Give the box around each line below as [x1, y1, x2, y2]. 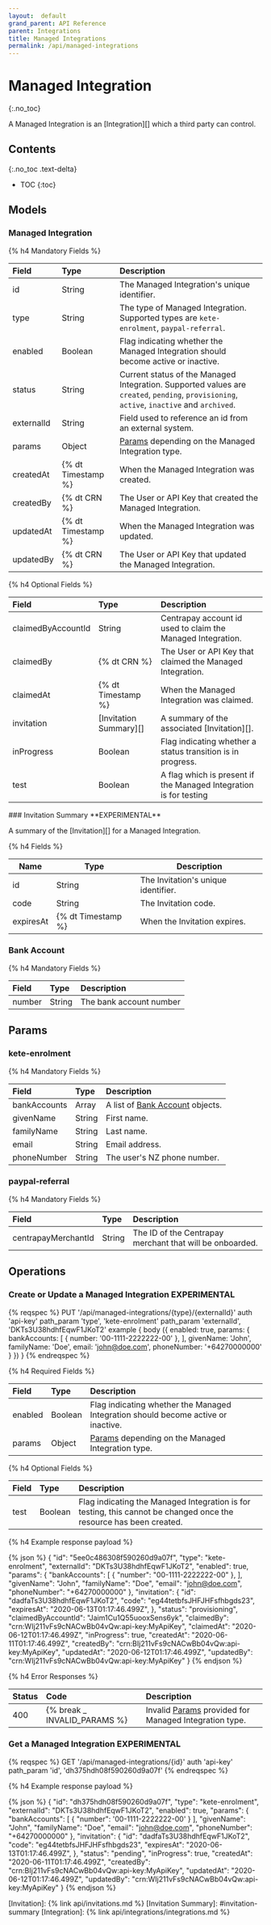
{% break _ [45, 1704, 87, 1716]
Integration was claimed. [160, 694, 254, 705]
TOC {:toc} [19, 180, 56, 189]
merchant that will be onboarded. [132, 1237, 258, 1248]
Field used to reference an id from [119, 412, 248, 423]
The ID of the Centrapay [132, 1227, 224, 1238]
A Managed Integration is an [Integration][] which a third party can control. [8, 119, 256, 129]
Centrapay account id [160, 612, 243, 624]
